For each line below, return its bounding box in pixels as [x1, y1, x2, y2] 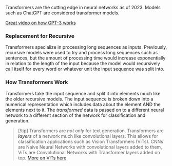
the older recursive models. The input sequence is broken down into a [5, 96, 154, 102]
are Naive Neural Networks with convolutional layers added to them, [17, 143, 163, 150]
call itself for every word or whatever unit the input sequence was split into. [5, 66, 165, 72]
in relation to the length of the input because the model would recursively [5, 60, 160, 67]
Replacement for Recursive [5, 32, 74, 39]
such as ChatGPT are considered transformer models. [5, 10, 120, 16]
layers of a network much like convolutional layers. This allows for [17, 133, 158, 139]
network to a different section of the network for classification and [5, 112, 146, 118]
